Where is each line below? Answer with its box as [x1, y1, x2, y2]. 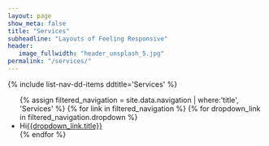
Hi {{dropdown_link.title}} [19, 121, 102, 131]
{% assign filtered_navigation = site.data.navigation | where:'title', [19, 95, 239, 105]
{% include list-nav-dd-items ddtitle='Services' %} [7, 79, 178, 89]
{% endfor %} [19, 129, 67, 139]
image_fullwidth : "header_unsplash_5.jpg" [18, 49, 164, 58]
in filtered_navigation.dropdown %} [19, 112, 138, 122]
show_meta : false [7, 19, 67, 28]
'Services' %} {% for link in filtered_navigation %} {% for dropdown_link [19, 103, 261, 114]
